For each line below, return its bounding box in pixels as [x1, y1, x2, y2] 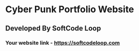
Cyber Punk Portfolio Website [5, 4, 134, 15]
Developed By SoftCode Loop [5, 24, 101, 33]
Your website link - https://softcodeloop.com [5, 39, 120, 46]
